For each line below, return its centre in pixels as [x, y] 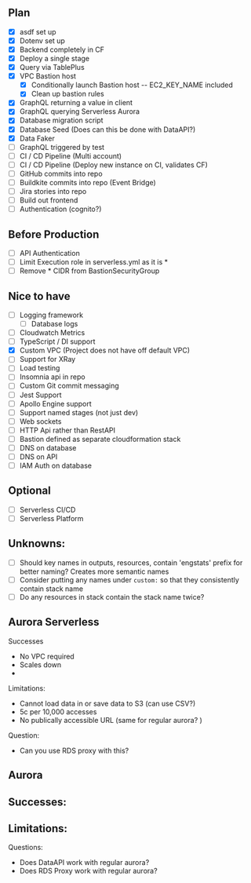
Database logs [55, 324]
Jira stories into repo [53, 191]
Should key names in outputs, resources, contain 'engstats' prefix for [131, 562]
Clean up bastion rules [67, 94]
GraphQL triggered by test [62, 147]
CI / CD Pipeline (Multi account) [71, 155]
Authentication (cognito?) [60, 209]
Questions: [25, 848]
